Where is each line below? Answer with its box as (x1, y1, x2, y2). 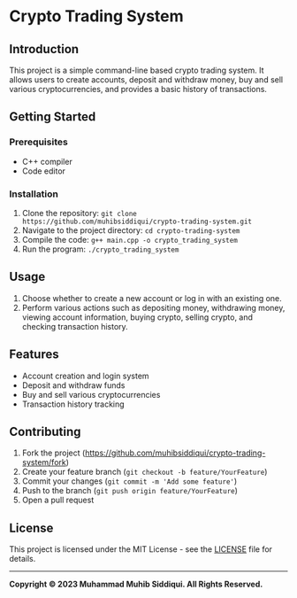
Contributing (9, 424, 81, 439)
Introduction (9, 42, 80, 57)
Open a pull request (21, 494, 95, 506)
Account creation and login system (21, 370, 149, 381)
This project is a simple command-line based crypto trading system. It (9, 65, 264, 75)
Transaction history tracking (21, 399, 126, 409)
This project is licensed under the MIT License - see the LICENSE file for (9, 544, 272, 555)
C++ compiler (21, 156, 72, 167)
